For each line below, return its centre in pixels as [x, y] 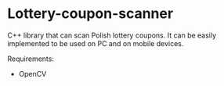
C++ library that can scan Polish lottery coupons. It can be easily [112, 35]
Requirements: [31, 59]
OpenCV [33, 73]
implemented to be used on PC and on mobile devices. [96, 43]
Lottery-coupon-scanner [90, 14]
